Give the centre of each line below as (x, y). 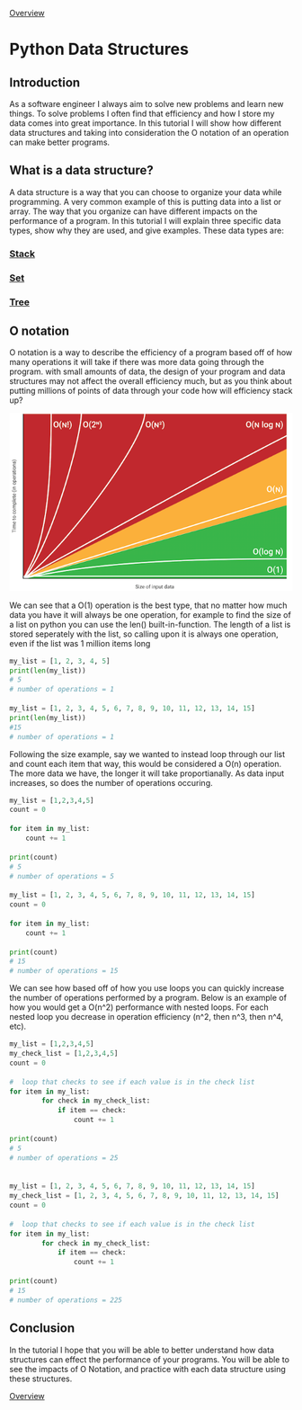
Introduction (45, 82)
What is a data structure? (82, 170)
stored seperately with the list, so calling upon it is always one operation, (144, 634)
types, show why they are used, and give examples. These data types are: (147, 230)
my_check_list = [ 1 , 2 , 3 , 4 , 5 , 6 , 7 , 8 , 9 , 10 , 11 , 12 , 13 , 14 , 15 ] (145, 1196)
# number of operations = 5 (62, 876)
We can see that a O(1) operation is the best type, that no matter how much (148, 605)
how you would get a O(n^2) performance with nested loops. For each (139, 1007)
